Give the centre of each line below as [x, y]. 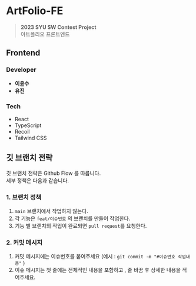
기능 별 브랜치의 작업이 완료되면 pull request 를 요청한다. [81, 226]
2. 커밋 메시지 [24, 242]
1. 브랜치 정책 [24, 197]
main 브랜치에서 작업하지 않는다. [51, 211]
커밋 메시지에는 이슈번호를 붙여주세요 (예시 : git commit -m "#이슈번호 [95, 257]
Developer [21, 70]
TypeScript [28, 125]
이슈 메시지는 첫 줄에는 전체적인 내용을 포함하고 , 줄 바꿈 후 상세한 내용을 [98, 270]
